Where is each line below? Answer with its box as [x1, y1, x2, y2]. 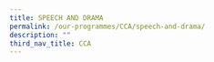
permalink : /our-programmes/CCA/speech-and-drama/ [9, 22, 206, 31]
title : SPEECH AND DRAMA [9, 13, 104, 23]
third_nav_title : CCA [9, 38, 92, 48]
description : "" [9, 30, 71, 39]
